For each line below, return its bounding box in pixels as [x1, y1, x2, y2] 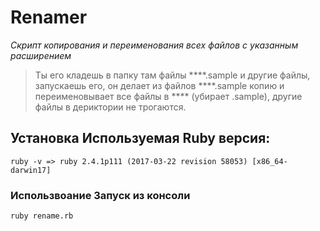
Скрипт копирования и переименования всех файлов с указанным [10, 39, 299, 51]
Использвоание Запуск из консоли [10, 188, 191, 202]
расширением [10, 49, 72, 61]
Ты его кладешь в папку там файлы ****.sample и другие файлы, [34, 69, 311, 81]
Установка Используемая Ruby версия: [10, 130, 271, 147]
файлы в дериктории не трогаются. [34, 101, 187, 113]
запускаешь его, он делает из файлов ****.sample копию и [34, 79, 285, 91]
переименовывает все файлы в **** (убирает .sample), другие [34, 90, 303, 102]
